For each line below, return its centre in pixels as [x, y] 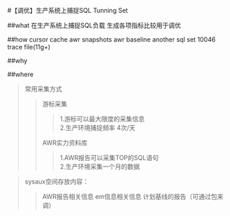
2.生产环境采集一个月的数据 [99, 167]
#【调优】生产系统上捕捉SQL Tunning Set [68, 10]
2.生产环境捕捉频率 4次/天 [97, 128]
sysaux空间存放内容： [57, 181]
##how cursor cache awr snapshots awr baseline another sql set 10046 [111, 40]
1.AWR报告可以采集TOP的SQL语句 [109, 158]
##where [20, 74]
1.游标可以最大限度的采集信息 [102, 119]
